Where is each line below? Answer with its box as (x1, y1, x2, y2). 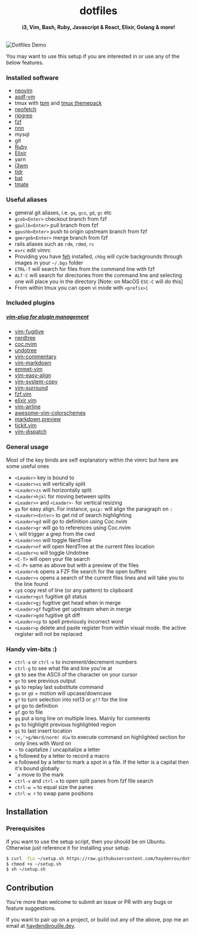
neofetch (14, 106, 37, 113)
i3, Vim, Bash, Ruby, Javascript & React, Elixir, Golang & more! (22, 24, 175, 31)
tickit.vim (14, 422, 37, 429)
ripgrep (14, 112, 33, 119)
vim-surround (14, 384, 48, 392)
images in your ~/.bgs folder (14, 259, 83, 266)
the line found (14, 580, 49, 587)
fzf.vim (14, 390, 32, 398)
